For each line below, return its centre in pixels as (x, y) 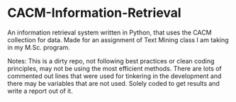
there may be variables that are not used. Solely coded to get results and (113, 83)
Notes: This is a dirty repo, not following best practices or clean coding (111, 60)
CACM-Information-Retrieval (95, 13)
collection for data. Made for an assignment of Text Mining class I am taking (118, 39)
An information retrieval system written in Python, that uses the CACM (109, 32)
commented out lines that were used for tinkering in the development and (114, 76)
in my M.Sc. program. (39, 47)
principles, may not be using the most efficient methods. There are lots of (114, 68)
